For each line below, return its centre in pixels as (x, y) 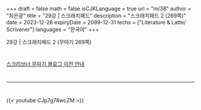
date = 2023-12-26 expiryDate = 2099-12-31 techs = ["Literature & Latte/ (96, 22)
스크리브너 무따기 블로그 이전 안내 (45, 64)
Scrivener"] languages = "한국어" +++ (53, 29)
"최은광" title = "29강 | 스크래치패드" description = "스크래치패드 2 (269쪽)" (96, 15)
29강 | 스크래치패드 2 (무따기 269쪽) (49, 42)
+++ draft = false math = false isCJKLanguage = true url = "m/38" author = (99, 9)
